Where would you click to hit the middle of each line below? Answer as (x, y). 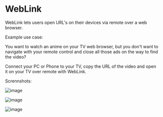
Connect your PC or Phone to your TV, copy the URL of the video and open (81, 66)
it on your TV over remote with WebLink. (46, 71)
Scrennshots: (18, 81)
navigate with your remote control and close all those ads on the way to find (81, 52)
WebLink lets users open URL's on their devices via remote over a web (76, 22)
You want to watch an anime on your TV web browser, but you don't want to (82, 46)
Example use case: (24, 37)
